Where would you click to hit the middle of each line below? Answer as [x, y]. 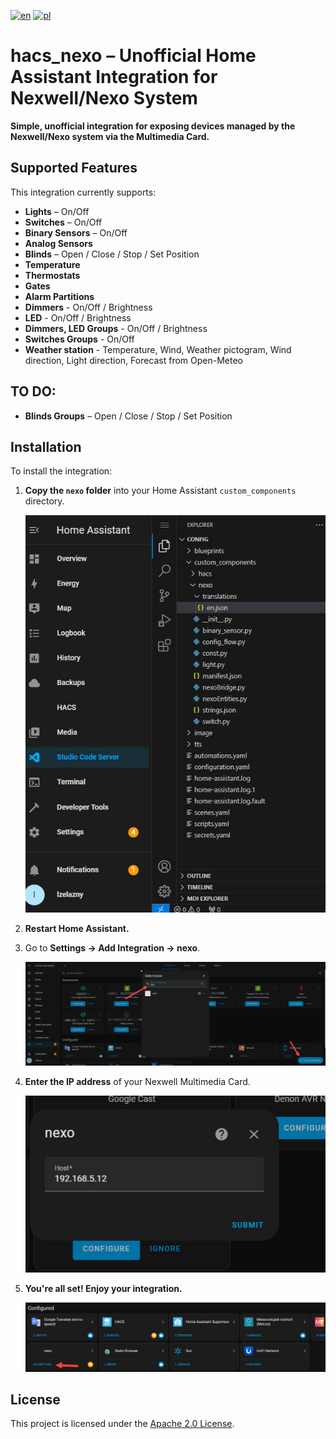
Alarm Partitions [59, 296]
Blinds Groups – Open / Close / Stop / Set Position [128, 416]
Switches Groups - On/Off [79, 339]
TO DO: [33, 391]
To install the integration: [61, 471]
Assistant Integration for [114, 77]
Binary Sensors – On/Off [76, 232]
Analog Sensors [58, 243]
